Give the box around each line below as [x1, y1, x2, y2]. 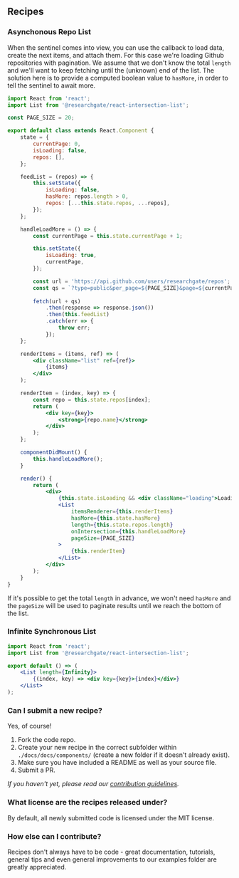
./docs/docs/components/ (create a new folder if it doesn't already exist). [17, 751, 230, 759]
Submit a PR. [17, 765, 55, 775]
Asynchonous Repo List [7, 27, 91, 37]
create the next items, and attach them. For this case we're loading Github [7, 51, 224, 59]
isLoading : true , [45, 252, 97, 259]
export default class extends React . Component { [7, 127, 154, 135]
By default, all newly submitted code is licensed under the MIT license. [7, 813, 215, 822]
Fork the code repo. [17, 736, 76, 744]
